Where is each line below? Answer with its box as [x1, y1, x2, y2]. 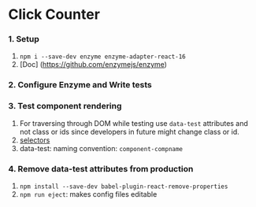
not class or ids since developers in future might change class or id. [19, 127, 240, 136]
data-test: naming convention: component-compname [19, 143, 184, 153]
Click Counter [8, 6, 101, 24]
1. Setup [8, 34, 39, 45]
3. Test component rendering [8, 101, 122, 112]
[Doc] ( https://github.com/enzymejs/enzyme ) [19, 60, 168, 69]
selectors [19, 135, 50, 145]
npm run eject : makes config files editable [19, 190, 158, 198]
